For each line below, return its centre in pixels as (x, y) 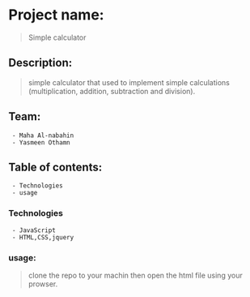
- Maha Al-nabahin (43, 136)
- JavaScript (34, 230)
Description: (40, 63)
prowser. (43, 284)
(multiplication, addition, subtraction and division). (112, 91)
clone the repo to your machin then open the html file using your (135, 275)
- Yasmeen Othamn (41, 142)
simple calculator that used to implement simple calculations (129, 82)
